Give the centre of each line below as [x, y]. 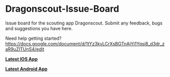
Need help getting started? [33, 38]
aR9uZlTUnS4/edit [25, 49]
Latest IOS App [21, 59]
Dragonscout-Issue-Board [62, 9]
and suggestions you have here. [39, 28]
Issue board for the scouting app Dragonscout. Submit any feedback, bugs [84, 23]
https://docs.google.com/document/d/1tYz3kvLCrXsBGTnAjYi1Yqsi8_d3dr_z [85, 43]
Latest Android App [26, 69]
